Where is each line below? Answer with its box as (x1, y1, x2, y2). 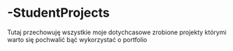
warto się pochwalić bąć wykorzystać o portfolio (7, 35, 148, 43)
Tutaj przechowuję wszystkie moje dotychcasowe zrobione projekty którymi (7, 28, 227, 36)
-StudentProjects (7, 5, 110, 21)
